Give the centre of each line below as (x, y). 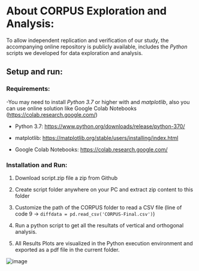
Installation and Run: (37, 165)
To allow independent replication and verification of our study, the (88, 40)
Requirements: (28, 89)
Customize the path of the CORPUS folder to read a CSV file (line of (98, 207)
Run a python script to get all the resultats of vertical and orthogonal (99, 225)
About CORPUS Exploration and (86, 11)
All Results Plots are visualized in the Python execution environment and (104, 243)
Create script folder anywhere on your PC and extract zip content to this (104, 189)
